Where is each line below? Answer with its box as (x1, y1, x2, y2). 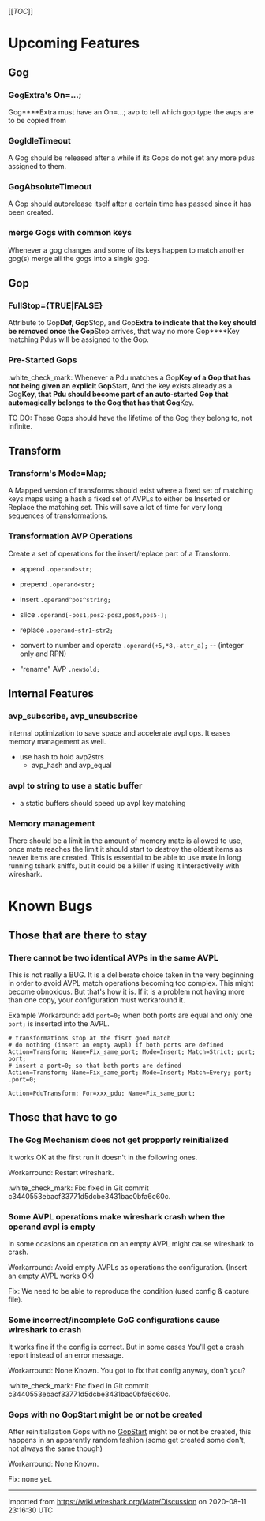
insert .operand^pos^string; (19, 594, 112, 604)
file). (8, 1294, 24, 1304)
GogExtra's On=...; (8, 89, 82, 100)
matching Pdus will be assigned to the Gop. (8, 335, 150, 344)
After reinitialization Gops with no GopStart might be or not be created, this (8, 1427, 252, 1437)
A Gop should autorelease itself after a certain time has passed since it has (8, 199, 252, 208)
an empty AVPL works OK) (8, 1271, 95, 1280)
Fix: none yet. (8, 1474, 53, 1484)
